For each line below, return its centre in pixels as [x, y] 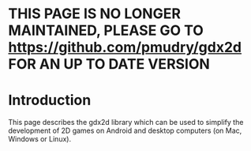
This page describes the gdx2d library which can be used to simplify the [126, 123]
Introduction [50, 100]
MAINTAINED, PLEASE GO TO [106, 30]
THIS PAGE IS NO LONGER [95, 14]
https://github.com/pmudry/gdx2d [125, 47]
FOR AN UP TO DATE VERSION [109, 64]
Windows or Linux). [40, 139]
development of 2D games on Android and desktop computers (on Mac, [125, 130]
